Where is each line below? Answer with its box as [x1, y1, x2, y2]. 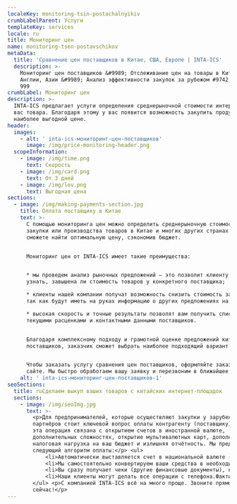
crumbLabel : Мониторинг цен [7, 89, 90, 96]
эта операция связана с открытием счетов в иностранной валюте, [32, 427, 226, 435]
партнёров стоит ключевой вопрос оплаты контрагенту [32, 421, 191, 428]
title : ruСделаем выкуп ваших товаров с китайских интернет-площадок [13, 387, 222, 394]
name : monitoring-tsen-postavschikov [7, 43, 119, 50]
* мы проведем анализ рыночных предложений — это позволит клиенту [25, 271, 229, 279]
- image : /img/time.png [20, 155, 90, 163]
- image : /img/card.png [20, 168, 90, 175]
